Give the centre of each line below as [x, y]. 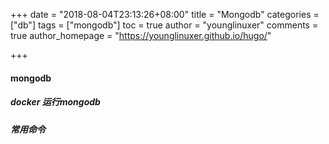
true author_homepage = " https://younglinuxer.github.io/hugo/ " [141, 35]
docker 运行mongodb [55, 102]
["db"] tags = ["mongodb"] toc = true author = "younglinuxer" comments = [164, 25]
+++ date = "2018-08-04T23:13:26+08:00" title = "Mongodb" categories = [165, 14]
